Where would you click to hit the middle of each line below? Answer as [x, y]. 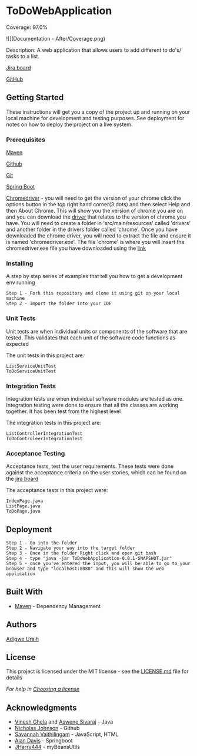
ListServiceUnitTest [31, 366]
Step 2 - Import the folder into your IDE [59, 304]
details [14, 678]
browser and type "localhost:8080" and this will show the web [85, 569]
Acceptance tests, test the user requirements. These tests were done [90, 466]
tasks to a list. [23, 56]
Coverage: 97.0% [27, 27]
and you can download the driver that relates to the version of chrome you [96, 217]
